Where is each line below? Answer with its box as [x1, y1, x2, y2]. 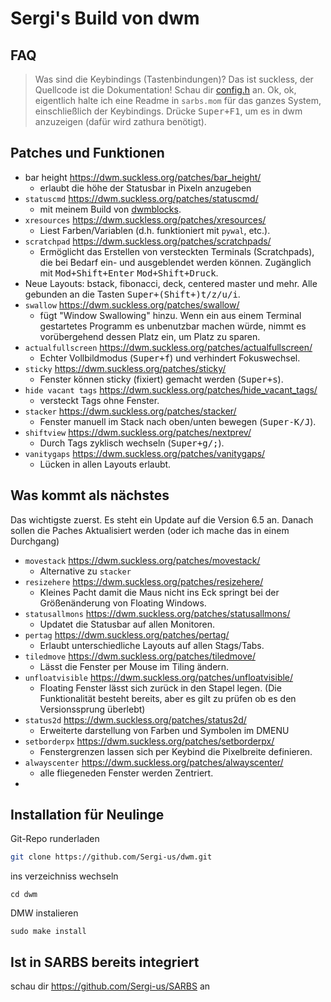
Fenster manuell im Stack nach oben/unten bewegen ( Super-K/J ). [39, 415, 317, 427]
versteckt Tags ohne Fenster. [39, 394, 160, 406]
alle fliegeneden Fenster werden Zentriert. [39, 767, 214, 779]
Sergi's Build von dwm [10, 7, 200, 30]
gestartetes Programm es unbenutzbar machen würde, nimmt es [39, 320, 307, 332]
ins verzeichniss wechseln [10, 870, 119, 882]
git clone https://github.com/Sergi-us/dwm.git [10, 852, 213, 862]
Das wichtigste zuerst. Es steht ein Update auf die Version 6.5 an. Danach [10, 513, 314, 526]
